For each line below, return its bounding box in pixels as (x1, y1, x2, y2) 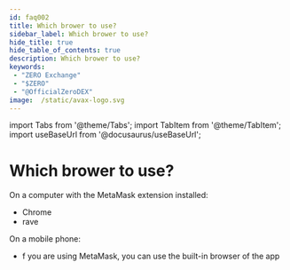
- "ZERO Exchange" (12, 71, 82, 80)
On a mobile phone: (9, 234, 82, 244)
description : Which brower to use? (9, 54, 141, 63)
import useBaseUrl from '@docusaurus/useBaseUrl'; (9, 130, 201, 140)
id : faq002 (9, 12, 50, 22)
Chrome (21, 207, 52, 218)
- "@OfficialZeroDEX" (12, 87, 93, 96)
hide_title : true (9, 37, 74, 47)
